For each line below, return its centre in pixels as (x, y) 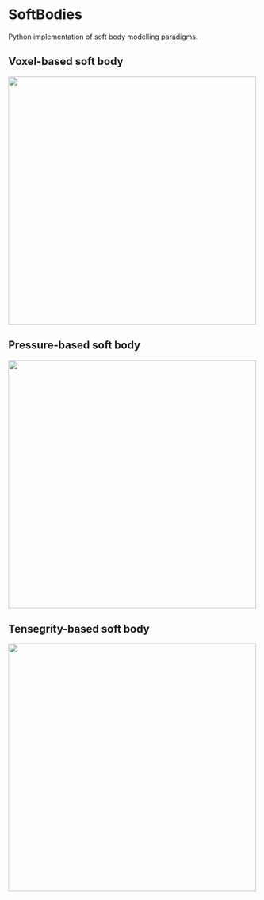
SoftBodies (46, 15)
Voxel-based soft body (66, 62)
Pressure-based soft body (75, 346)
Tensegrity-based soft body (79, 629)
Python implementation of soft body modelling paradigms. (103, 37)
